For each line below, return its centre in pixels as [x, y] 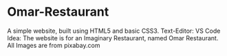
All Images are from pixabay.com [54, 45]
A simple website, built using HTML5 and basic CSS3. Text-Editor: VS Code [114, 31]
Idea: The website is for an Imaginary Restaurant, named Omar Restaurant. [113, 38]
